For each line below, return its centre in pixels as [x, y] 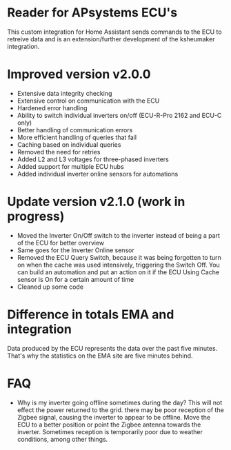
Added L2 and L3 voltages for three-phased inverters [93, 159]
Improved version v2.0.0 [79, 74]
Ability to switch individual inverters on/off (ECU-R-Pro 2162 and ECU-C [119, 115]
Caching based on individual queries [69, 144]
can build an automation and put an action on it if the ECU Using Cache [118, 272]
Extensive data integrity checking [64, 93]
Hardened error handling [52, 108]
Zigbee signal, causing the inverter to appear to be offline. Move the [114, 417]
